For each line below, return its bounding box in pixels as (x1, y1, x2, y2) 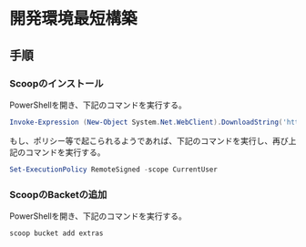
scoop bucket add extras (9, 229, 104, 238)
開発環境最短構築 (9, 8, 138, 29)
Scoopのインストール (9, 77, 104, 89)
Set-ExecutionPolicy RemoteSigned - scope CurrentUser (9, 165, 219, 174)
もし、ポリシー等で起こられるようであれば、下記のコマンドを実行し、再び (9, 135, 289, 146)
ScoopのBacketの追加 (9, 188, 107, 201)
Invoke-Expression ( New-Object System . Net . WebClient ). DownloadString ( (9, 118, 283, 127)
